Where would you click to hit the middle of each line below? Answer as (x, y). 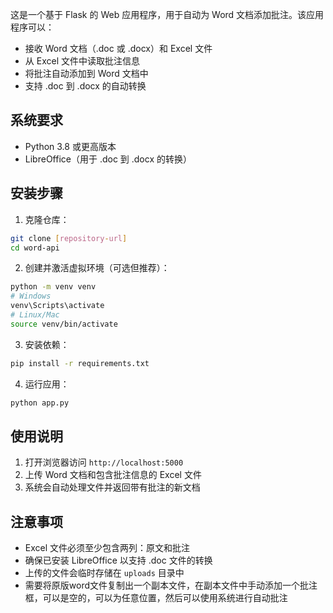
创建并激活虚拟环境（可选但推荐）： (97, 268)
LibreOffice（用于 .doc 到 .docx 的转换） (108, 159)
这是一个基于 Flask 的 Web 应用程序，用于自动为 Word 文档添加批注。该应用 (167, 14)
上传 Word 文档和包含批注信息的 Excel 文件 (113, 475)
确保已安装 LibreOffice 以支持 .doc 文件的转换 (118, 560)
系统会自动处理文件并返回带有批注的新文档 (112, 487)
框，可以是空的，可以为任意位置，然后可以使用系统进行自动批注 (156, 598)
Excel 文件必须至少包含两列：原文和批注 (107, 548)
